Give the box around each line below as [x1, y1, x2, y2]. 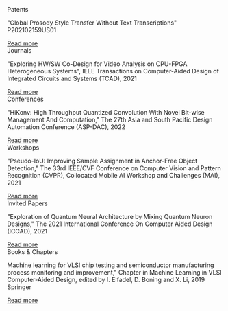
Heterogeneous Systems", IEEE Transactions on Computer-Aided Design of [7, 67, 219, 75]
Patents [7, 5, 29, 13]
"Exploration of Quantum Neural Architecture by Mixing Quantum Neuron [7, 213, 213, 220]
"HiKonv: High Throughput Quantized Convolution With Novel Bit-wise [7, 108, 205, 116]
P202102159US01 [7, 26, 57, 34]
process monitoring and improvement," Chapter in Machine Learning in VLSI [7, 268, 222, 276]
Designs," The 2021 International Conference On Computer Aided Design [7, 220, 213, 228]
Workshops [7, 143, 40, 152]
